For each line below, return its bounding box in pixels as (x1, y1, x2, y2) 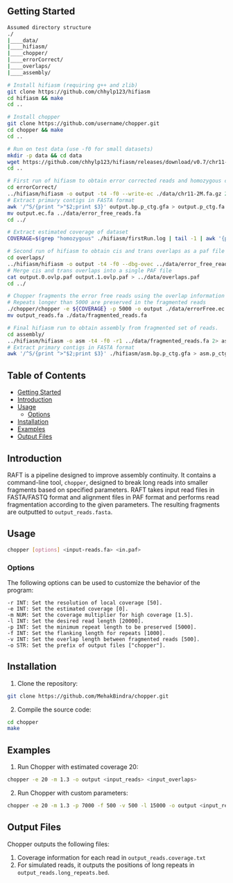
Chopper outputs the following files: (7, 840, 110, 848)
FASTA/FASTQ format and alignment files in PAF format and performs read (7, 493, 220, 501)
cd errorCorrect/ (7, 184, 58, 191)
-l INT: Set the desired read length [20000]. (7, 618, 144, 625)
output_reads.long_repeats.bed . (17, 868, 110, 876)
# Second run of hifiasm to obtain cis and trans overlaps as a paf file (7, 248, 225, 255)
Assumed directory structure (7, 24, 92, 31)
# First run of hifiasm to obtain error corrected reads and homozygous (7, 177, 222, 185)
